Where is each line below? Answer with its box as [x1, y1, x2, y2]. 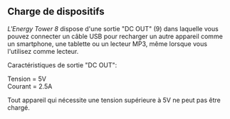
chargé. [7, 103, 30, 112]
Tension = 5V [7, 74, 46, 83]
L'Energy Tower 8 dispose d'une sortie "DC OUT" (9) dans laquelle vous [7, 24, 219, 33]
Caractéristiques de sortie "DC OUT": [7, 60, 117, 69]
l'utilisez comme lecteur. [7, 47, 79, 55]
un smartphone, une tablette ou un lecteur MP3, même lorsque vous [7, 39, 208, 48]
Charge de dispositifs [7, 6, 105, 18]
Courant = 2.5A [7, 81, 53, 91]
